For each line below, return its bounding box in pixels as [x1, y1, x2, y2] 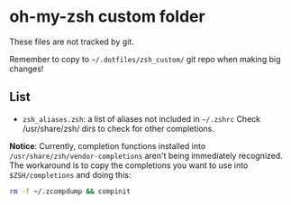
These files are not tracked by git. [9, 36, 135, 47]
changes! [9, 63, 44, 74]
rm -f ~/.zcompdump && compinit [9, 187, 131, 196]
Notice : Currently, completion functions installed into [9, 140, 206, 151]
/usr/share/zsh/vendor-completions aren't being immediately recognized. [9, 150, 284, 161]
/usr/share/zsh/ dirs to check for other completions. [22, 123, 214, 134]
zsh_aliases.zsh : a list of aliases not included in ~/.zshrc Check [22, 113, 261, 124]
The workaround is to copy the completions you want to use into [9, 160, 249, 171]
